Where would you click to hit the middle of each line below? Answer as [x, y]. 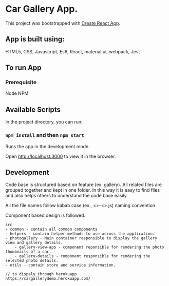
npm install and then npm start [45, 135]
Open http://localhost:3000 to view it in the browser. [61, 156]
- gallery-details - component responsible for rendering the [82, 256]
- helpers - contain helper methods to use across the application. [80, 234]
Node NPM [17, 93]
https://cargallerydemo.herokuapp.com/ [48, 279]
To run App [24, 68]
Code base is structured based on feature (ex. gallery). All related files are [84, 185]
